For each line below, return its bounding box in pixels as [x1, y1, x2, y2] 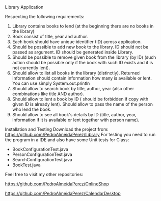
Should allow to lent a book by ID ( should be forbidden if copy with [12, 96, 149, 102]
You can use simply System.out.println [12, 80, 90, 86]
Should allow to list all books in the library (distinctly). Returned [12, 70, 140, 75]
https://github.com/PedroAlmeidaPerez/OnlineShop [5, 181, 109, 187]
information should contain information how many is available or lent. [12, 75, 152, 81]
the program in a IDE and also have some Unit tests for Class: [5, 137, 129, 143]
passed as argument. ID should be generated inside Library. [12, 49, 134, 55]
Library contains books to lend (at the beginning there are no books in [12, 23, 154, 29]
